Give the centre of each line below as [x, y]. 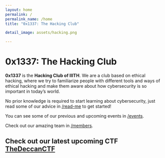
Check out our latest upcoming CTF [62, 141]
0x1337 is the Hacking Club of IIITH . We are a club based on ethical [75, 76]
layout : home [19, 10]
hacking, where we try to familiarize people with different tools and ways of [83, 81]
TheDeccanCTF [30, 149]
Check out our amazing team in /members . [49, 126]
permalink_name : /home [29, 19]
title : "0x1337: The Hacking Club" [42, 24]
